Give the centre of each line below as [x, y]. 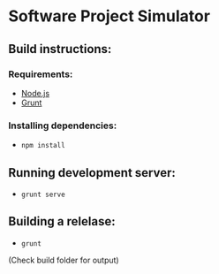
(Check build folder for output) [64, 260]
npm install [43, 146]
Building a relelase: [62, 221]
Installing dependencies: [63, 126]
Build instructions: [60, 49]
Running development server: [92, 173]
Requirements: [41, 74]
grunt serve [43, 194]
